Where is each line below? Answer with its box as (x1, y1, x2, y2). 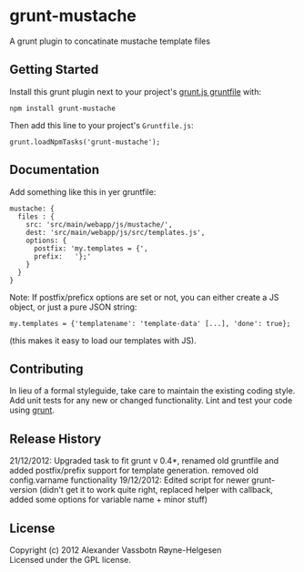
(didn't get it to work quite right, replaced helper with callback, (39, 485, 273, 495)
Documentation (9, 162, 100, 178)
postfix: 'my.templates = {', (33, 243, 148, 253)
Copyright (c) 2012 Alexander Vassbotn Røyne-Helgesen (9, 545, 222, 556)
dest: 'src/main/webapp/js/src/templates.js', (25, 228, 206, 237)
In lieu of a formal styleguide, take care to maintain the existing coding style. (9, 385, 296, 396)
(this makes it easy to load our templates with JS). (9, 334, 198, 346)
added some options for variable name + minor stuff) (9, 494, 208, 506)
